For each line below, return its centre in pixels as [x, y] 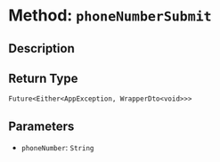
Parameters [41, 126]
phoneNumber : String [57, 148]
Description [41, 49]
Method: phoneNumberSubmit [110, 16]
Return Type [43, 78]
